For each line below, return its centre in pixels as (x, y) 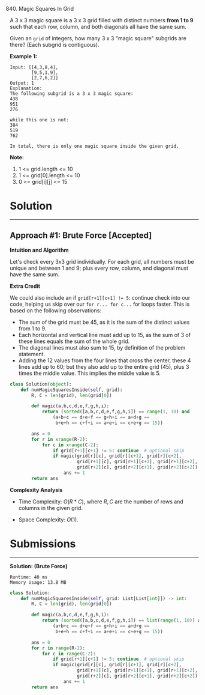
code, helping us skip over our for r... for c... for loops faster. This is (100, 304)
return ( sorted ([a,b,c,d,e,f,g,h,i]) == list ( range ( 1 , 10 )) (118, 621)
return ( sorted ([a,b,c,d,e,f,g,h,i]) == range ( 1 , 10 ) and (116, 412)
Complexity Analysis (36, 490)
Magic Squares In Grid (46, 9)
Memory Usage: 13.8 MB (38, 582)
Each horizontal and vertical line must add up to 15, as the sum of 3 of (105, 335)
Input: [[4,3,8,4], (34, 67)
